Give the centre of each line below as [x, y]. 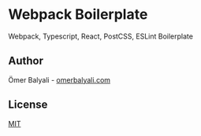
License [28, 105]
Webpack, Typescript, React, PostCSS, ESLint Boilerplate [100, 36]
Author [26, 61]
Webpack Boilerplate [78, 15]
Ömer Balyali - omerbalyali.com [60, 79]
